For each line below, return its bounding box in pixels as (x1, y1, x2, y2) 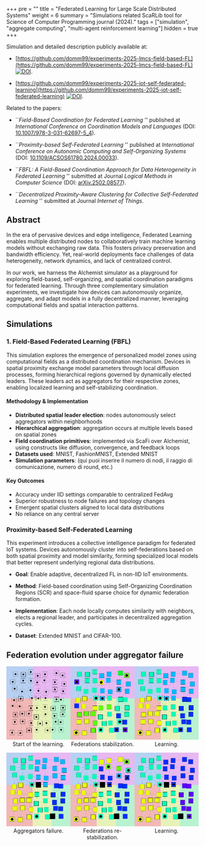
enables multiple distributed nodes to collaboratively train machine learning (6, 238, 196, 245)
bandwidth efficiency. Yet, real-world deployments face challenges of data (6, 250, 194, 258)
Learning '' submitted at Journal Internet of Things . (15, 197, 144, 204)
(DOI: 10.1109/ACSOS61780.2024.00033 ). (15, 154, 119, 161)
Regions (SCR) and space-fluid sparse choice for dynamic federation (15, 589, 189, 596)
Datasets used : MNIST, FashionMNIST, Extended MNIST (15, 450, 159, 458)
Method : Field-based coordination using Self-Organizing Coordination (15, 583, 192, 590)
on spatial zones (15, 431, 57, 438)
